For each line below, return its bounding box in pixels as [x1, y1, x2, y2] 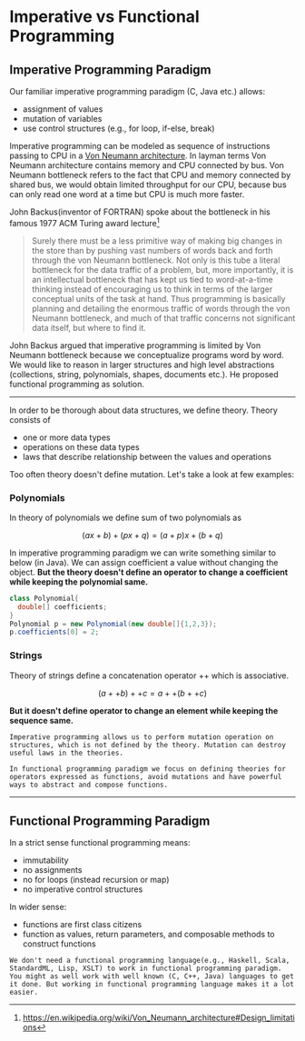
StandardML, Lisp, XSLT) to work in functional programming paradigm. [9, 964, 282, 974]
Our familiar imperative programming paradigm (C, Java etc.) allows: [9, 86, 266, 96]
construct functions [22, 938, 97, 949]
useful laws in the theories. [9, 748, 124, 757]
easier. [9, 988, 39, 997]
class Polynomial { [9, 594, 79, 603]
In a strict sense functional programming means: [9, 837, 191, 848]
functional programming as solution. [9, 378, 145, 389]
